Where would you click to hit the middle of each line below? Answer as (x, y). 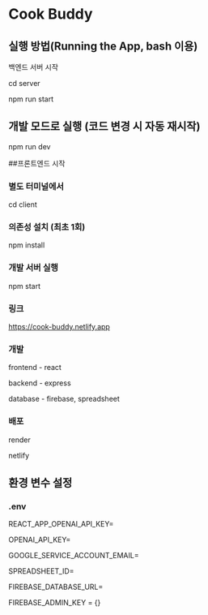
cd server (24, 83)
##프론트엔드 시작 (37, 163)
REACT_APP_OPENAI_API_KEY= (61, 524)
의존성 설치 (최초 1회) (47, 227)
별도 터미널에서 (36, 186)
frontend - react (35, 368)
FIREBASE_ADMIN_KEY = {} (55, 603)
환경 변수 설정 (40, 482)
